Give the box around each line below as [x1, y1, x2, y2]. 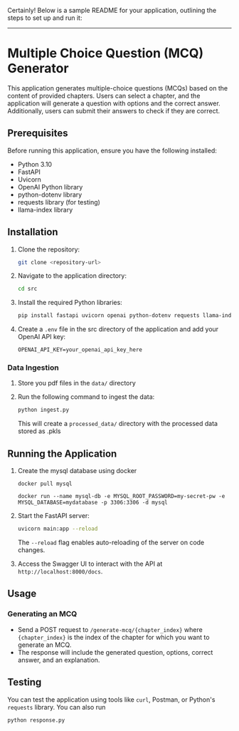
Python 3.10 [17, 160, 52, 168]
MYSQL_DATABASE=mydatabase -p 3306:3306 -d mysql [17, 499, 169, 507]
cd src [17, 285, 38, 293]
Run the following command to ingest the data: [17, 393, 155, 401]
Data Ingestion [7, 363, 59, 373]
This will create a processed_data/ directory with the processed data [17, 420, 218, 428]
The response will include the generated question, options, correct [17, 648, 213, 656]
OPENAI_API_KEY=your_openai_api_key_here [17, 346, 142, 353]
